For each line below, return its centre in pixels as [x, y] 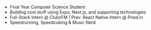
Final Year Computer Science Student [47, 7]
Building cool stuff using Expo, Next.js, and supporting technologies [78, 12]
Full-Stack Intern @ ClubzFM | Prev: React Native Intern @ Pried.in [76, 17]
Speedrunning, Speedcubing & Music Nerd [53, 22]
